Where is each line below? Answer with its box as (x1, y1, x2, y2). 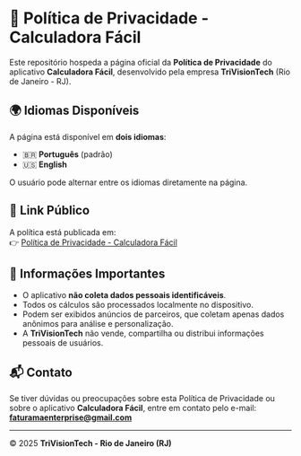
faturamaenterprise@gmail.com (9, 412, 133, 423)
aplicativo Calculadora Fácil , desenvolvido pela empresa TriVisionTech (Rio (9, 66, 291, 77)
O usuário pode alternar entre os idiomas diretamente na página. (9, 177, 248, 188)
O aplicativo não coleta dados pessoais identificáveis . (21, 290, 227, 301)
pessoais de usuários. (21, 338, 104, 348)
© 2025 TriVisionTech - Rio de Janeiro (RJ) (9, 438, 172, 449)
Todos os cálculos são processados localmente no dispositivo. (21, 300, 254, 311)
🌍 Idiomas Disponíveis (9, 103, 140, 118)
